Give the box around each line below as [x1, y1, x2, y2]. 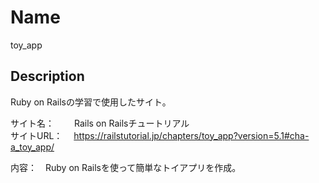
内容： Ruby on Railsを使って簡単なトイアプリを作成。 [10, 161, 242, 173]
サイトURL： [10, 129, 63, 141]
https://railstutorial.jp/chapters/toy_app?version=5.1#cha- [73, 129, 310, 141]
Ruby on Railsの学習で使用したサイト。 [10, 96, 172, 108]
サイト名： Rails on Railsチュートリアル [10, 117, 190, 129]
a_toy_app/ [10, 141, 55, 153]
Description [10, 68, 85, 85]
